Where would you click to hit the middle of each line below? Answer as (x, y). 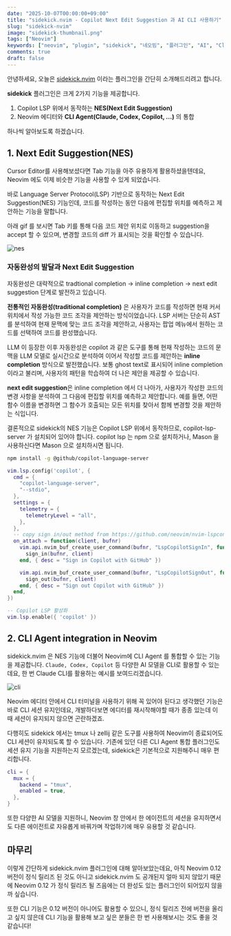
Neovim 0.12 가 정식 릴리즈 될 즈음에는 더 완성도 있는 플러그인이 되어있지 (112, 885)
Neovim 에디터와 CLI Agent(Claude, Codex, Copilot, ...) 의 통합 (106, 116)
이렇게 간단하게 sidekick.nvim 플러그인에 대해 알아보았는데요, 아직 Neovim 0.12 (114, 868)
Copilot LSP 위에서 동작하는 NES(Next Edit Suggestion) (95, 108)
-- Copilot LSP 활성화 (37, 611)
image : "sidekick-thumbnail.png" (55, 33)
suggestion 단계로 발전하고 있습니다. (57, 292)
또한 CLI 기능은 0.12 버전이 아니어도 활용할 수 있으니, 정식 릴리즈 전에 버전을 (109, 908)
